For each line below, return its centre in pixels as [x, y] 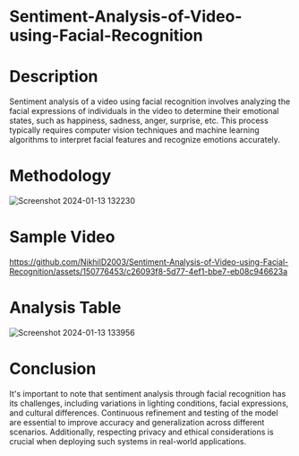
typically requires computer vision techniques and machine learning [134, 130]
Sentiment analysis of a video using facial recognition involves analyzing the [150, 101]
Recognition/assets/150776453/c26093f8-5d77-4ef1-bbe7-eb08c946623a [149, 272]
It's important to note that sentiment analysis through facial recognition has [148, 393]
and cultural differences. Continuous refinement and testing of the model [144, 412]
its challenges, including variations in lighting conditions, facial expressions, [149, 403]
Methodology [60, 176]
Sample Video [62, 237]
